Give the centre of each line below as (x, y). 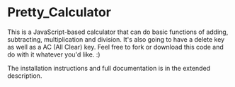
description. (25, 76)
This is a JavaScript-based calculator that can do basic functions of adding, (118, 32)
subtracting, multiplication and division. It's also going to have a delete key (116, 39)
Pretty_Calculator (59, 12)
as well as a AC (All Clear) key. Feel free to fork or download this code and (116, 47)
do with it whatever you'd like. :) (54, 54)
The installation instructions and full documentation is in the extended (109, 68)
